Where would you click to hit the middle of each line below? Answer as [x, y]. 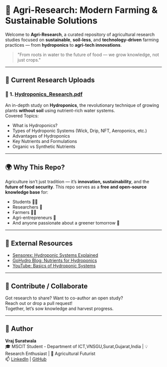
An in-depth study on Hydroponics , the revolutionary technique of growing [82, 105]
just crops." [29, 60]
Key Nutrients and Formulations [44, 141]
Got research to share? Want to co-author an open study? [64, 298]
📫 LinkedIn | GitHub [26, 359]
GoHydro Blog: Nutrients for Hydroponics [55, 261]
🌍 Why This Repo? [35, 168]
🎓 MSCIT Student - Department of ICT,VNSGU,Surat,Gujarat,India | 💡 [77, 346]
